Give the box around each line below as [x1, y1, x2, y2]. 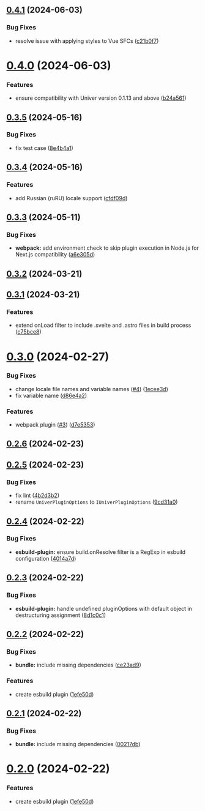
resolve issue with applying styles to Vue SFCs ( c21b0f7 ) [15, 37, 159, 45]
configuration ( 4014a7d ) [15, 555, 76, 562]
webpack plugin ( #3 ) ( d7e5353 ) [15, 421, 95, 428]
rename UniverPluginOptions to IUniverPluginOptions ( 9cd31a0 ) [15, 498, 178, 506]
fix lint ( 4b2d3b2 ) [15, 492, 60, 499]
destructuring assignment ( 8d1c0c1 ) [15, 611, 106, 619]
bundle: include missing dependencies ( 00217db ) [15, 741, 141, 748]
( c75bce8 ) [15, 328, 42, 335]
